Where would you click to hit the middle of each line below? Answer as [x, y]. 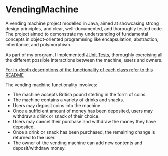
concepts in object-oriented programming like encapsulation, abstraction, [82, 39]
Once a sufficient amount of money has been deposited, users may [83, 111]
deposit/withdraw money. [39, 148]
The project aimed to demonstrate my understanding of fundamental [77, 34]
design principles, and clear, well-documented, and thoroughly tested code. [84, 28]
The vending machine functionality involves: [51, 85]
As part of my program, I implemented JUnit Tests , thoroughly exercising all [84, 55]
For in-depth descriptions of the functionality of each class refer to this [79, 70]
